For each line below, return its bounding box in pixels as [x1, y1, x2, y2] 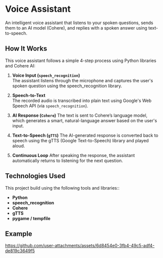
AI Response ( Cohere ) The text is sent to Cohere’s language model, [12, 112, 148, 118]
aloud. [12, 143, 26, 149]
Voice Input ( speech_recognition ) [12, 72, 80, 78]
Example [5, 229, 32, 238]
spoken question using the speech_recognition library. [12, 83, 122, 89]
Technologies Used [5, 172, 65, 180]
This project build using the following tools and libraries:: [5, 185, 120, 191]
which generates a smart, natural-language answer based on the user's [12, 117, 157, 124]
